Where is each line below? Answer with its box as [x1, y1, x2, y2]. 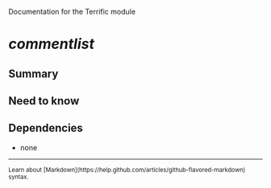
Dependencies [8, 121, 83, 135]
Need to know [8, 94, 80, 108]
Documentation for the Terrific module [8, 7, 135, 16]
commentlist [8, 35, 95, 53]
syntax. [8, 173, 29, 181]
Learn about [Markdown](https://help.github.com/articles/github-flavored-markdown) [8, 166, 246, 174]
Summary [8, 67, 59, 80]
